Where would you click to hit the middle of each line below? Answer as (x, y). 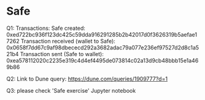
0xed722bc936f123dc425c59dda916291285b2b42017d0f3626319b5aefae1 (102, 34)
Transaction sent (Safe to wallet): (62, 54)
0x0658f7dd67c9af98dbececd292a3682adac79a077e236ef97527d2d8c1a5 (103, 48)
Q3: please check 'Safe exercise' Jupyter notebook (71, 90)
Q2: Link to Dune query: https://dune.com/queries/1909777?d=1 (87, 79)
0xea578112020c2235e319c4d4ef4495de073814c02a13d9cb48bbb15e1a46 (102, 60)
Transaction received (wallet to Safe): (68, 41)
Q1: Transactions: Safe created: (46, 28)
